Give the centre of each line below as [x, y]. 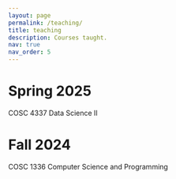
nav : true [24, 45]
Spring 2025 [50, 91]
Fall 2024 [39, 145]
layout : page [30, 15]
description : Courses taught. [58, 37]
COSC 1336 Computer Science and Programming [88, 166]
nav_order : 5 [30, 52]
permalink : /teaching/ [45, 23]
